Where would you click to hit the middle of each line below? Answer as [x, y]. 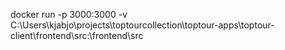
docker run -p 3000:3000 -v [69, 14]
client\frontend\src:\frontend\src [77, 35]
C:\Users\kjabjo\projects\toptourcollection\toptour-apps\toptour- [142, 25]
